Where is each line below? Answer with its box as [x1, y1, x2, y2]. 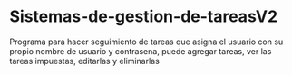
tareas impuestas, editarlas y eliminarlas [9, 55, 161, 66]
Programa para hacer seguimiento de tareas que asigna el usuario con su [9, 36, 284, 47]
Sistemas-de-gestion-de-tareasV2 [9, 6, 278, 27]
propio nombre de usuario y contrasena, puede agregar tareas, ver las [9, 45, 272, 56]
